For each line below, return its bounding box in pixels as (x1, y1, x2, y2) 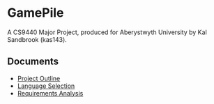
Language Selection (17, 82, 75, 90)
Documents (7, 56, 59, 68)
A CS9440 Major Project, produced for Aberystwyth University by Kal (7, 28, 207, 36)
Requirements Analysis (17, 89, 84, 97)
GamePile (7, 5, 64, 21)
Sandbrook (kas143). (7, 35, 68, 43)
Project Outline (17, 74, 61, 82)
